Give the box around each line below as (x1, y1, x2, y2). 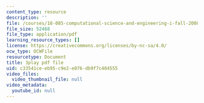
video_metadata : (6, 82, 47, 88)
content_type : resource (6, 8, 67, 15)
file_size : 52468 (6, 25, 50, 32)
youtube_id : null (12, 88, 56, 94)
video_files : (6, 71, 39, 77)
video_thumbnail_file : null (12, 76, 83, 82)
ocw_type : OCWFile (6, 48, 53, 55)
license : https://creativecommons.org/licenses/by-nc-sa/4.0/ (6, 43, 167, 49)
